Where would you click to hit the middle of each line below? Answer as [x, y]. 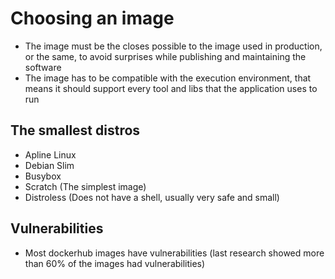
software [43, 67]
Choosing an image [92, 18]
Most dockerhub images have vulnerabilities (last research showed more [174, 253]
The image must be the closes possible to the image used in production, [173, 46]
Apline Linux [50, 154]
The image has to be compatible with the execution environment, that [168, 78]
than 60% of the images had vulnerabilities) [115, 263]
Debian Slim [49, 165]
